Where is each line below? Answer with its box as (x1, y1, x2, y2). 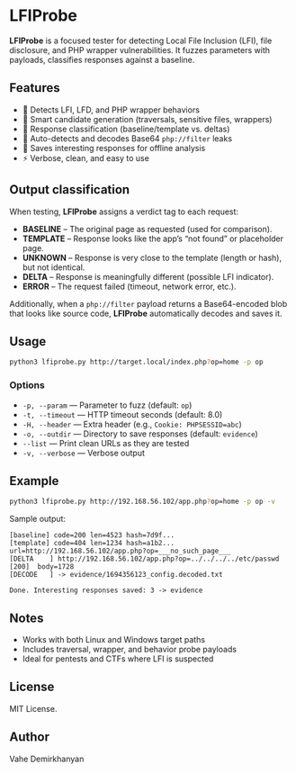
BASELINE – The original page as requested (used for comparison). (22, 223, 273, 234)
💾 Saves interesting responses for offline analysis (22, 142, 206, 153)
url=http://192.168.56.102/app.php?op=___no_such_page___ (9, 546, 231, 556)
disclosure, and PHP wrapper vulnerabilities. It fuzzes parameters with (9, 44, 271, 55)
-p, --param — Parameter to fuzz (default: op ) (22, 400, 193, 410)
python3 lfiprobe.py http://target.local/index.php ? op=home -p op (9, 357, 264, 367)
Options (9, 379, 45, 391)
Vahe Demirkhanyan (9, 753, 85, 764)
